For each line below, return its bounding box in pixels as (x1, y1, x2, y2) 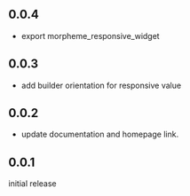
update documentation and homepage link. (20, 129, 179, 140)
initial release (8, 178, 57, 189)
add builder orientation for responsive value (20, 80, 182, 90)
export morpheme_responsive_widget (20, 30, 161, 41)
